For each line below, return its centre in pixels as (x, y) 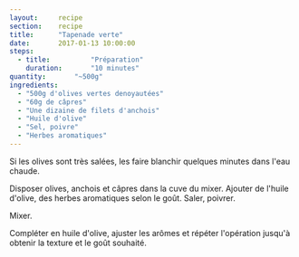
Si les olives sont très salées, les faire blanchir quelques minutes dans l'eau (150, 161)
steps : (22, 52)
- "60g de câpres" (53, 102)
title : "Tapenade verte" (67, 34)
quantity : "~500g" (56, 77)
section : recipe (46, 26)
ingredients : (34, 85)
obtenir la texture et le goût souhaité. (78, 243)
